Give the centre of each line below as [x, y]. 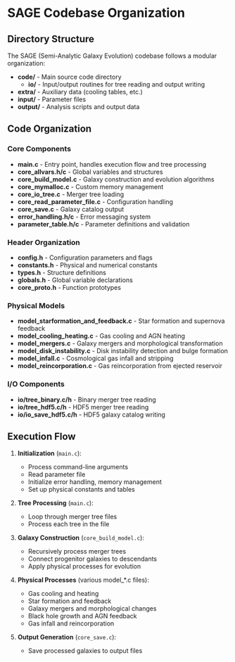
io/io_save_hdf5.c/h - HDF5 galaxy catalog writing [91, 414]
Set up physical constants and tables [81, 490]
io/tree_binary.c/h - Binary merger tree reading [87, 400]
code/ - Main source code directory [69, 77]
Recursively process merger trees [77, 552]
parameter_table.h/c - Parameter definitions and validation [103, 224]
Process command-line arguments [78, 467]
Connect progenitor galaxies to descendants [92, 559]
